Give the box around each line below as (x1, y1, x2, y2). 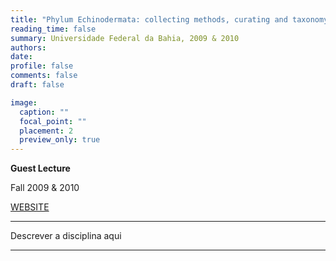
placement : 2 (19, 126, 74, 136)
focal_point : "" (19, 116, 87, 126)
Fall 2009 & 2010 (10, 182, 80, 194)
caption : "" (19, 107, 70, 117)
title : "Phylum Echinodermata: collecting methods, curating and (10, 14, 288, 25)
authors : (10, 42, 47, 53)
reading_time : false (10, 24, 97, 34)
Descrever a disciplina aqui (10, 230, 122, 242)
